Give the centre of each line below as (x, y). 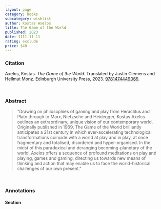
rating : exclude (21, 42)
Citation (15, 63)
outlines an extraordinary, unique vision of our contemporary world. (85, 122)
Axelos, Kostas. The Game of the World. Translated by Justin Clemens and (80, 73)
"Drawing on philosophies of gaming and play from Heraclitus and (83, 112)
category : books (21, 14)
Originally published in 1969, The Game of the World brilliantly (79, 127)
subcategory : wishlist (28, 19)
